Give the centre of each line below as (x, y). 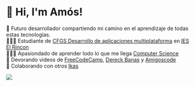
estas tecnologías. (28, 34)
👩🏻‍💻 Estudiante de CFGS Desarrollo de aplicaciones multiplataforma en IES (98, 41)
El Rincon (18, 47)
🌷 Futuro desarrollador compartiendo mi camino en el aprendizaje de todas (97, 28)
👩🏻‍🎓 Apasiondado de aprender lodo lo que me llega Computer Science (92, 53)
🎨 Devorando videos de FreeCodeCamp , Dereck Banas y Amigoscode (91, 59)
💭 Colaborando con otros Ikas (42, 66)
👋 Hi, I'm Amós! (44, 12)
